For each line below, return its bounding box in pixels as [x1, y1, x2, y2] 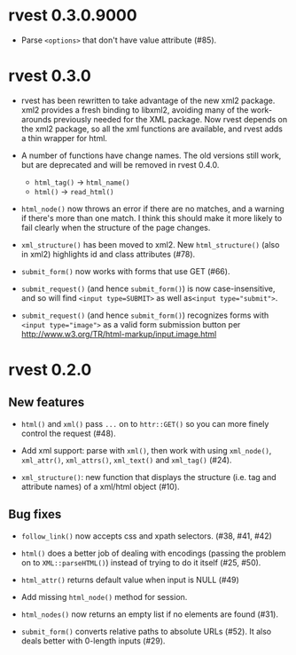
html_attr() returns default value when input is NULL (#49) [20, 574, 240, 585]
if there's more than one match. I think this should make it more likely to [20, 212, 283, 223]
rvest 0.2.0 [8, 360, 92, 380]
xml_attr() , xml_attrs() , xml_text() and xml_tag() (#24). [20, 454, 232, 465]
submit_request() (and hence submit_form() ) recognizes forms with [20, 310, 269, 320]
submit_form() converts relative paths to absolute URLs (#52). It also [20, 626, 272, 636]
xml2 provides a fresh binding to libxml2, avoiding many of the [20, 104, 249, 115]
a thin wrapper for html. [20, 132, 108, 143]
